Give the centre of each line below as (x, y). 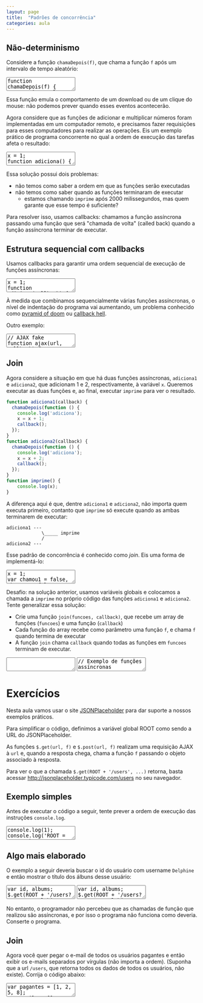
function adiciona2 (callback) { (47, 441)
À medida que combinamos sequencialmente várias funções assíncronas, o (101, 300)
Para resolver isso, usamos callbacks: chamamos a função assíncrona (94, 217)
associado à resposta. (34, 759)
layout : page (23, 12)
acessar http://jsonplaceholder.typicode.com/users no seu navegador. (94, 777)
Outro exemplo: (25, 325)
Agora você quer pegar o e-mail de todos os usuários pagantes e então (95, 955)
